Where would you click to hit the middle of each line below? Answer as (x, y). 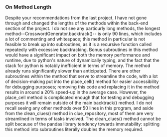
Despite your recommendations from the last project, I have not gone (76, 18)
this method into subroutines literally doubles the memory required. (74, 129)
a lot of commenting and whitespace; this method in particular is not (75, 39)
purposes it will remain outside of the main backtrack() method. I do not (79, 103)
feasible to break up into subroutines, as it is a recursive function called (79, 44)
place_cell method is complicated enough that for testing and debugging (80, 97)
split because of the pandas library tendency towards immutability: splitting (83, 124)
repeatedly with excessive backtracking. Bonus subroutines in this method (82, 50)
